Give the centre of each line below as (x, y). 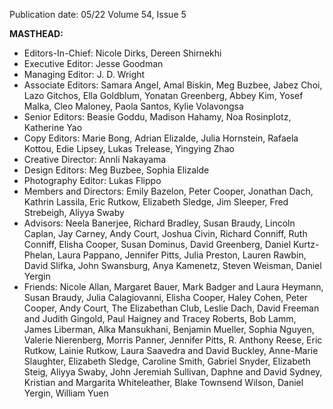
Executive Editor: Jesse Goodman (93, 63)
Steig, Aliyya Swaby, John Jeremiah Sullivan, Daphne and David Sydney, (173, 372)
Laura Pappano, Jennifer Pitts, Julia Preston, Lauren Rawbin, (182, 255)
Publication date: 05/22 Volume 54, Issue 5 (98, 14)
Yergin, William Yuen (66, 393)
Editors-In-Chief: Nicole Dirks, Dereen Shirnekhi (122, 53)
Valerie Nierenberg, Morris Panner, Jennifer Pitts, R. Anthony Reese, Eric (173, 340)
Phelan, (39, 255)
